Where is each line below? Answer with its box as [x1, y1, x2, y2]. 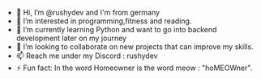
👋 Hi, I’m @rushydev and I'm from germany [15, 8, 160, 17]
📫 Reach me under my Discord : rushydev [15, 51, 158, 60]
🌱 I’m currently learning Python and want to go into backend [15, 25, 217, 34]
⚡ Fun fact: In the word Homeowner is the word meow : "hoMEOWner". [15, 63, 253, 73]
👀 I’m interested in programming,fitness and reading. [15, 16, 192, 26]
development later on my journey [15, 33, 127, 43]
